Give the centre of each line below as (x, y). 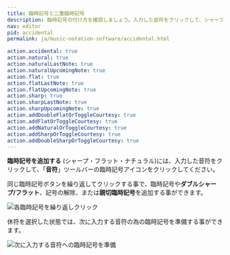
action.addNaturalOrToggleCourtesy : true (67, 127)
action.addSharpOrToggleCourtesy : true (64, 134)
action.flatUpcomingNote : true (52, 90)
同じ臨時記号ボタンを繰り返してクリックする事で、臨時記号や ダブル (103, 184)
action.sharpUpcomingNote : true (53, 109)
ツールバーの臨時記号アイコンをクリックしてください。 (141, 169)
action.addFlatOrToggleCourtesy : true (62, 121)
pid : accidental (30, 33)
